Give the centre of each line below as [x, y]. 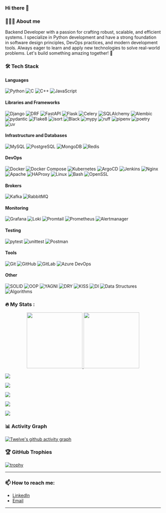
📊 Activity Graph [26, 427]
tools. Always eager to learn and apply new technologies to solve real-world [83, 48]
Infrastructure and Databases [36, 136]
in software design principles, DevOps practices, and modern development [82, 43]
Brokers [13, 185]
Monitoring [17, 208]
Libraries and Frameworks [33, 102]
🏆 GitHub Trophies [29, 452]
